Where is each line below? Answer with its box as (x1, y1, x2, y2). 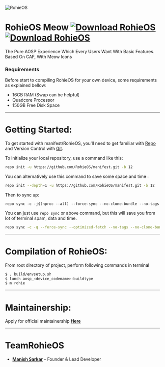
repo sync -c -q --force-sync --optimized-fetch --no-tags (5, 225, 129, 229)
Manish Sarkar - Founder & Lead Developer (12, 356, 102, 362)
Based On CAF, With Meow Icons (5, 54, 72, 59)
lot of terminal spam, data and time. (5, 215, 77, 221)
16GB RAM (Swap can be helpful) (12, 92, 80, 98)
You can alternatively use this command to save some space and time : (5, 173, 149, 179)
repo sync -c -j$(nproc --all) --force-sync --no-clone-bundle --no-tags (5, 201, 160, 206)
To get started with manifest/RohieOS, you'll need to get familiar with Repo (5, 141, 156, 146)
